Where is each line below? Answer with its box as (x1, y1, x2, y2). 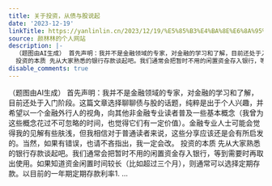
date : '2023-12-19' (8, 19, 74, 27)
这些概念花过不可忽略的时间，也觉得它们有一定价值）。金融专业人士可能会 (8, 118, 253, 128)
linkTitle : (8, 27, 45, 35)
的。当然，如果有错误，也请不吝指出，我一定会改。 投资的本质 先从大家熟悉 (8, 138, 261, 148)
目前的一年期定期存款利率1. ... (29, 168, 128, 178)
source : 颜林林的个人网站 (8, 34, 87, 43)
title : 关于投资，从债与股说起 (8, 11, 100, 20)
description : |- (8, 42, 63, 50)
